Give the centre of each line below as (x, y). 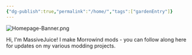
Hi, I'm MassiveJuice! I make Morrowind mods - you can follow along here (96, 39)
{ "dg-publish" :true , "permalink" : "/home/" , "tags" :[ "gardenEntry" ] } (90, 11)
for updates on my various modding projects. (61, 46)
